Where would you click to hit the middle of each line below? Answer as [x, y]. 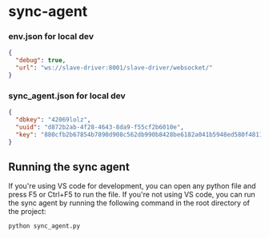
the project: [27, 212]
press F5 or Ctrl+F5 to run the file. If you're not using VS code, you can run [132, 195]
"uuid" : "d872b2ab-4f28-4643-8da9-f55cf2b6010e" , [100, 127]
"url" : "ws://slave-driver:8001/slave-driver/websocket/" [114, 68]
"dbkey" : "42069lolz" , [53, 120]
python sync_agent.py [44, 226]
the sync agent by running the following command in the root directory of [129, 203]
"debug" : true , [41, 61]
